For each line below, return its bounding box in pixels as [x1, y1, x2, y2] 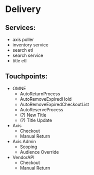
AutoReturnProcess [19, 91, 60, 97]
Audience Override [19, 149, 59, 155]
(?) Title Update [19, 117, 52, 123]
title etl [12, 58, 26, 63]
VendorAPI [12, 154, 35, 160]
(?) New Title [19, 112, 46, 118]
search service [12, 52, 43, 58]
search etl [12, 47, 33, 53]
